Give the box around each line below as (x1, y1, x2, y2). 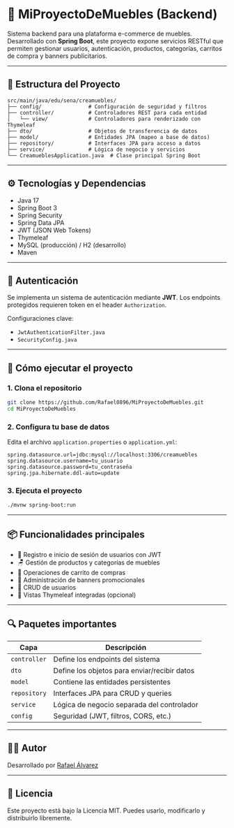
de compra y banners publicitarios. (7, 52, 108, 60)
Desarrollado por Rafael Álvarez (7, 761, 99, 769)
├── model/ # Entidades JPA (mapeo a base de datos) (7, 133, 210, 140)
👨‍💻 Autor (7, 742, 47, 754)
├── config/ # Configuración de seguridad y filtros (7, 103, 208, 110)
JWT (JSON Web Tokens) (17, 226, 92, 234)
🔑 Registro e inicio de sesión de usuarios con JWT (17, 551, 162, 559)
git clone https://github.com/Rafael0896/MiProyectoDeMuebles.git (7, 399, 204, 406)
